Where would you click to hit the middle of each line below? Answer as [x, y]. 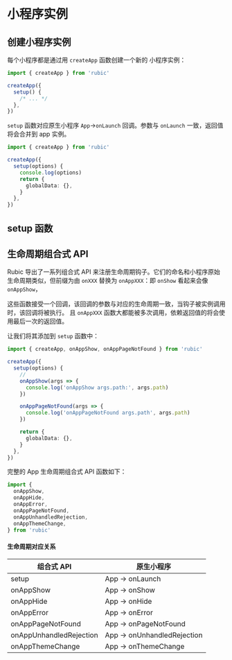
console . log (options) [51, 173]
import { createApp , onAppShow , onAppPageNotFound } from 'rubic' [105, 349]
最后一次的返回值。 [40, 321]
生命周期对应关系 [32, 547]
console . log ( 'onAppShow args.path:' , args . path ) [97, 388]
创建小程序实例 [39, 42]
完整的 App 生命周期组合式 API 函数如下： [67, 471]
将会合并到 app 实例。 [39, 134]
